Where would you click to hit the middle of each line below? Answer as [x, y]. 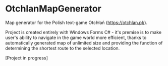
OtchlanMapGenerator [53, 9]
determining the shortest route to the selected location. [63, 48]
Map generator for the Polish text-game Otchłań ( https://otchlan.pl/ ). [76, 22]
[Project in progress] [26, 57]
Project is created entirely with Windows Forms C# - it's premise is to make [83, 32]
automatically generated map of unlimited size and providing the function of [84, 42]
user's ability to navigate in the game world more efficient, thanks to [76, 37]
